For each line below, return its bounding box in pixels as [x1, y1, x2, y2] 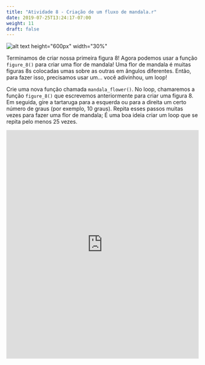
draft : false [6, 26, 40, 32]
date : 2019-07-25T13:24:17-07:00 [6, 15, 92, 21]
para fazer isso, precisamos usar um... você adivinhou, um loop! [6, 74, 168, 81]
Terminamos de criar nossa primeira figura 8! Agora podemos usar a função [6, 54, 198, 62]
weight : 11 [6, 20, 34, 26]
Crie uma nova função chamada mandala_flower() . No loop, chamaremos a [6, 86, 195, 93]
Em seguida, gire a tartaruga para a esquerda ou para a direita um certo [6, 99, 187, 106]
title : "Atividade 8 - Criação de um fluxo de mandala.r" [6, 9, 157, 15]
